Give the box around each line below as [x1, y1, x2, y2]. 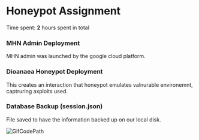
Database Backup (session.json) [6, 102, 103, 111]
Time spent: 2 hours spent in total [6, 24, 90, 31]
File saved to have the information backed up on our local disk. [6, 115, 161, 123]
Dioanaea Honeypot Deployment [6, 68, 103, 76]
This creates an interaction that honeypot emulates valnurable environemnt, [6, 81, 193, 88]
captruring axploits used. [6, 87, 68, 95]
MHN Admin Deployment [6, 39, 80, 47]
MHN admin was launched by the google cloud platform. [6, 53, 146, 60]
